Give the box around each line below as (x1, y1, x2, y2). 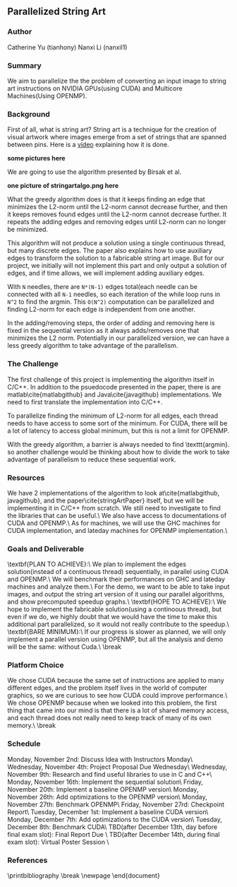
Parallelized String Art (7, 6, 107, 18)
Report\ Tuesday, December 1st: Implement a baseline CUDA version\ (7, 807, 209, 816)
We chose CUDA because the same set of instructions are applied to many (7, 676, 224, 685)
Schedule (7, 739, 41, 748)
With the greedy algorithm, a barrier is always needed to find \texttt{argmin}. (7, 440, 230, 448)
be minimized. (7, 225, 48, 234)
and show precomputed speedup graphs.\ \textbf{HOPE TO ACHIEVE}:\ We (7, 597, 227, 606)
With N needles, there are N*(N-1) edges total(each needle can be (7, 283, 197, 291)
